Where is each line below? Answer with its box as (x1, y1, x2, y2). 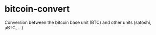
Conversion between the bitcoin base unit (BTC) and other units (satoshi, (4, 19, 151, 25)
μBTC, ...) (4, 24, 23, 30)
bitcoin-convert (4, 3, 70, 15)
